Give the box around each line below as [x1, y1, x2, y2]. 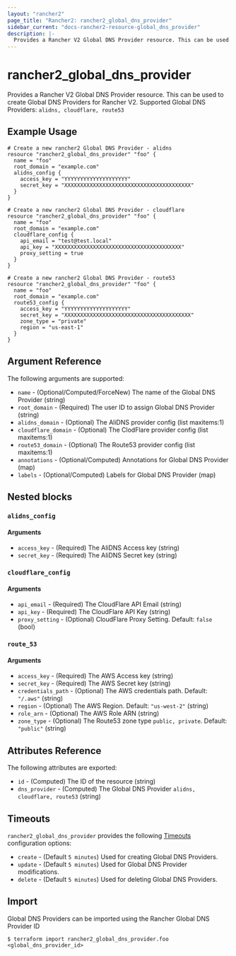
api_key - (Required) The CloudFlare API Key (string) [17, 608, 171, 616]
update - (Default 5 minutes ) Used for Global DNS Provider [17, 860, 188, 869]
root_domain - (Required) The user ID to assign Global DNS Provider [17, 403, 215, 411]
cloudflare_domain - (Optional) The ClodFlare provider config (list [17, 425, 208, 434]
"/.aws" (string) [17, 694, 64, 703]
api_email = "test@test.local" [20, 237, 112, 244]
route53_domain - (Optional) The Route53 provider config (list [17, 440, 196, 449]
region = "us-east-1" [20, 324, 83, 331]
